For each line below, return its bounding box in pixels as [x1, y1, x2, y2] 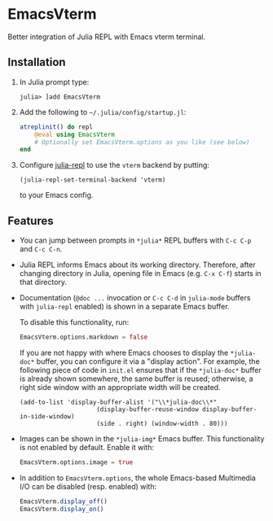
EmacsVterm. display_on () [19, 505, 104, 513]
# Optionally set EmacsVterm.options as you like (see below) [34, 138, 250, 147]
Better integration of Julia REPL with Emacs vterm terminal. [7, 32, 206, 42]
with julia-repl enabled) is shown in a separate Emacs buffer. [19, 302, 230, 312]
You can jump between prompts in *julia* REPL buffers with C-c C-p [19, 235, 252, 245]
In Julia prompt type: [19, 77, 90, 86]
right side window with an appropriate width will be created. [19, 382, 221, 392]
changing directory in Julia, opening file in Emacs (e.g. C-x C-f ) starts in [19, 269, 262, 278]
